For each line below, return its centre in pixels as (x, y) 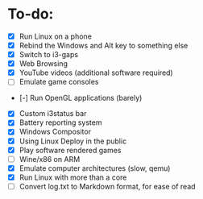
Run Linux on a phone (55, 36)
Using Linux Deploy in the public (73, 141)
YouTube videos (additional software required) (96, 73)
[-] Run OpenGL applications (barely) (81, 98)
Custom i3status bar (53, 114)
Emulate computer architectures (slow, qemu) (95, 168)
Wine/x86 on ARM (50, 159)
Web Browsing (43, 64)
